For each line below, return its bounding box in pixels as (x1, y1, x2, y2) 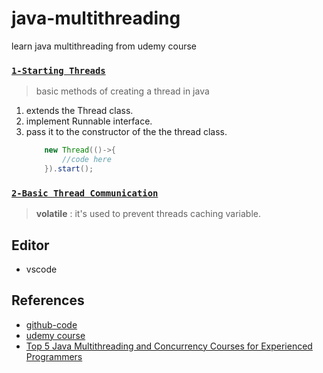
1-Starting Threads (11, 65, 106, 76)
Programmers (25, 350, 83, 362)
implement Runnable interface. (25, 115, 153, 127)
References (11, 292, 85, 309)
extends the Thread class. (25, 105, 134, 117)
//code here (62, 155, 112, 165)
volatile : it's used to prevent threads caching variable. (35, 208, 261, 220)
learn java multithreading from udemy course (11, 40, 198, 52)
